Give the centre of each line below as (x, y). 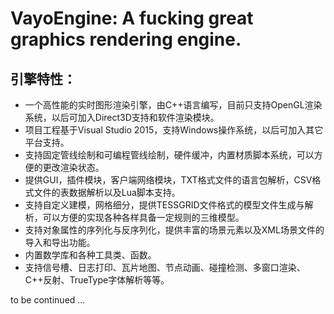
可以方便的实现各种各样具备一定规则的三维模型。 (143, 217)
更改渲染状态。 (73, 167)
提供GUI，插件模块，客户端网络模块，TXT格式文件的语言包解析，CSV (168, 180)
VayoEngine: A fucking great (132, 18)
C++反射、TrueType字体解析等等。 (97, 280)
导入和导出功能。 (60, 242)
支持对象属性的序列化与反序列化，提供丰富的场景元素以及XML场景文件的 (174, 230)
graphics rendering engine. (126, 39)
